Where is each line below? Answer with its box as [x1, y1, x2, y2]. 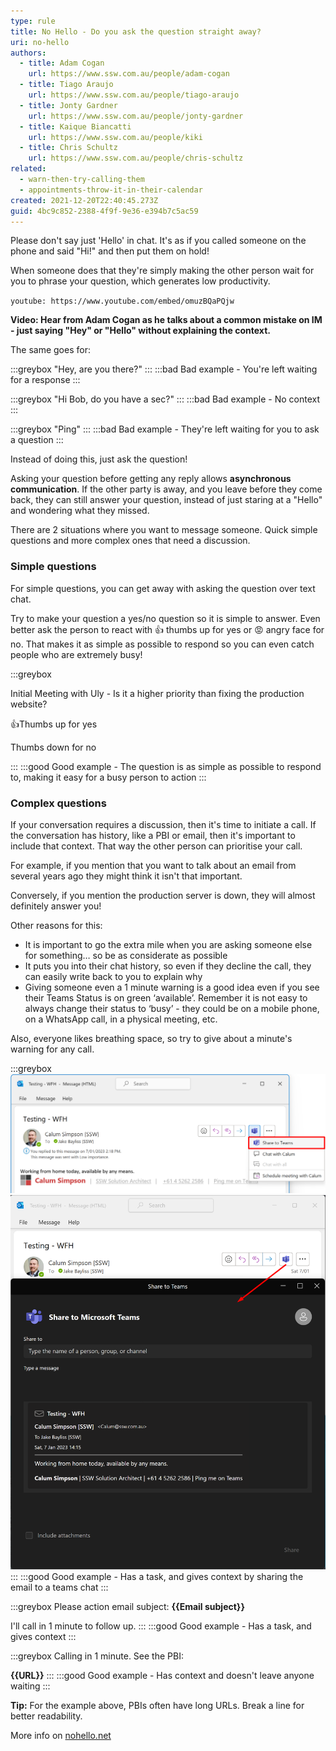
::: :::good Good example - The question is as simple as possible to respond [10, 760, 322, 772]
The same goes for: [10, 344, 91, 356]
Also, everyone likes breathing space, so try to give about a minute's [10, 1032, 293, 1044]
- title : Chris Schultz [19, 143, 118, 153]
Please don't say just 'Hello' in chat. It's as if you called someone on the [10, 235, 307, 247]
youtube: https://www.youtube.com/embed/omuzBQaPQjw [10, 296, 235, 307]
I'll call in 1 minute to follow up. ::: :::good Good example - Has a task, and [10, 1620, 312, 1632]
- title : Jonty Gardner [19, 100, 118, 110]
